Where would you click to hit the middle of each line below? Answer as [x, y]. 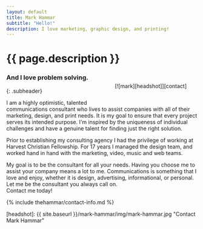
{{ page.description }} [63, 59]
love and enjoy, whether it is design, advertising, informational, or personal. [100, 178]
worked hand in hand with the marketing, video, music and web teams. [95, 153]
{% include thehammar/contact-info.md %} [60, 202]
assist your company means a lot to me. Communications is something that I [101, 171]
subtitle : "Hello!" [31, 23]
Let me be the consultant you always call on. [62, 184]
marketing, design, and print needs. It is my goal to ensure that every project [102, 115]
